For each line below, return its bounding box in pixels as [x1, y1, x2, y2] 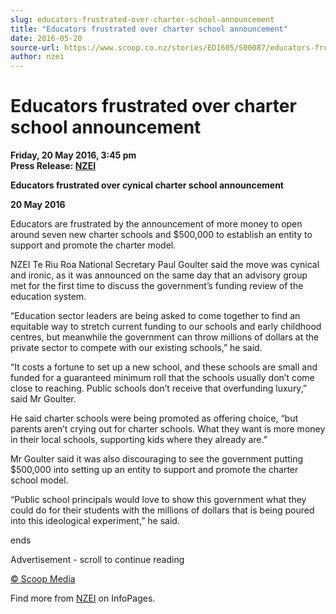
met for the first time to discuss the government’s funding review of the [10, 280, 304, 292]
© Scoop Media [10, 573, 76, 585]
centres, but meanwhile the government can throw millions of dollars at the [10, 331, 320, 343]
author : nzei [10, 52, 65, 62]
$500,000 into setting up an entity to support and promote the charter [10, 464, 299, 476]
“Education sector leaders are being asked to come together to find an [10, 310, 301, 322]
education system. [10, 291, 87, 303]
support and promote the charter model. [10, 239, 177, 251]
